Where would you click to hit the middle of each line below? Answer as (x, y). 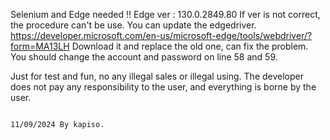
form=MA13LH (40, 46)
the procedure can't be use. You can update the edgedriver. (133, 25)
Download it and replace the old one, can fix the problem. (190, 46)
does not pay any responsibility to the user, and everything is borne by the (163, 87)
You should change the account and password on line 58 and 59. (144, 57)
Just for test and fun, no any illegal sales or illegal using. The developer (157, 76)
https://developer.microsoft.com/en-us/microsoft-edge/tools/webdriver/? (161, 35)
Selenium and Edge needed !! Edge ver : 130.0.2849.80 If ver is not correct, (165, 14)
